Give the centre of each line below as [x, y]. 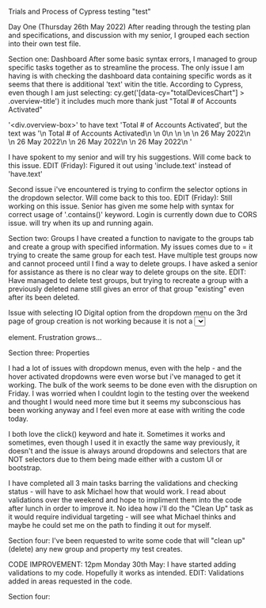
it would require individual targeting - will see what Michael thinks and [122, 517]
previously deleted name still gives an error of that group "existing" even [126, 289]
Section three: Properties [49, 353]
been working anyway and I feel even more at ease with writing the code [127, 410]
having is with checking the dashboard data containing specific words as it [130, 76]
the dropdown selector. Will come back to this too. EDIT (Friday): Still [120, 198]
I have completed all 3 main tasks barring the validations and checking [123, 483]
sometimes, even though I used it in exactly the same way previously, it [124, 442]
